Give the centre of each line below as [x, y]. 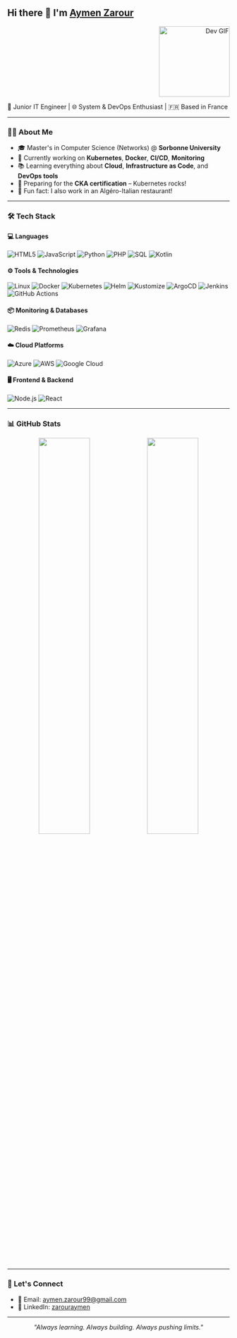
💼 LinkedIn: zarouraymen [54, 1307]
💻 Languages [28, 236]
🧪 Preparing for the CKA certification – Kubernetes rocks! [102, 183]
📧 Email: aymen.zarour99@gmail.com [72, 1299]
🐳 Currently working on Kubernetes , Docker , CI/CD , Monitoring [111, 158]
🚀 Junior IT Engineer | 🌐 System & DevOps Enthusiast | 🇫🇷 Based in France [117, 106]
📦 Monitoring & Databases [48, 310]
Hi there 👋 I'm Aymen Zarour [71, 13]
